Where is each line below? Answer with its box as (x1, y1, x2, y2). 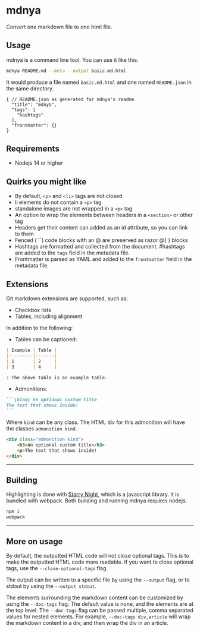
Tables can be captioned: (14, 336, 77, 343)
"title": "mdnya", (11, 102, 58, 108)
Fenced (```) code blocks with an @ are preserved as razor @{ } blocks (14, 237, 189, 244)
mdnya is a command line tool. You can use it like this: (6, 56, 139, 63)
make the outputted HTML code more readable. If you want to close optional (6, 558, 193, 565)
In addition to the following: (6, 325, 73, 332)
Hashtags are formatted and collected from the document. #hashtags (14, 243, 186, 250)
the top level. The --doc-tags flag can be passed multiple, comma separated (6, 606, 193, 614)
